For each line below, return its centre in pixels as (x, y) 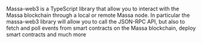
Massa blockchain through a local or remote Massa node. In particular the (98, 15)
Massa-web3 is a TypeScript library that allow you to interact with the (93, 9)
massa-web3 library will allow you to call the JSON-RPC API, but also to (96, 21)
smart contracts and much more (46, 35)
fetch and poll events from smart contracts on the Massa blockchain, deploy (101, 28)
